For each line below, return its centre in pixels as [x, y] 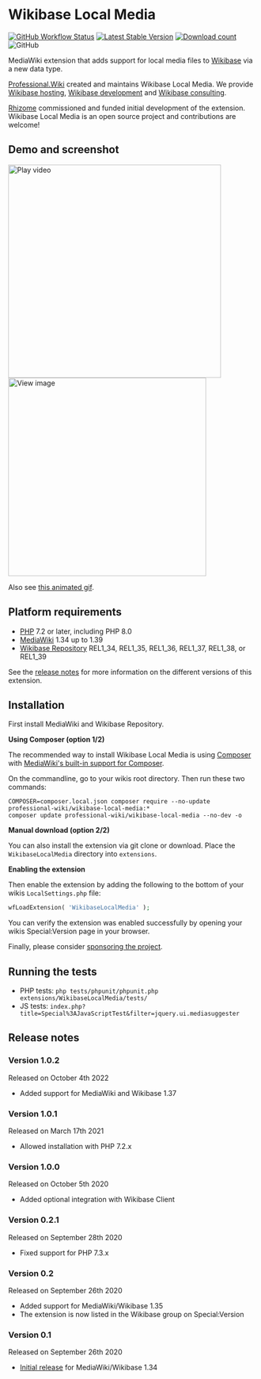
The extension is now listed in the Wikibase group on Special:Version [132, 1314]
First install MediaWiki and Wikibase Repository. [86, 724]
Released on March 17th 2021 [56, 1131]
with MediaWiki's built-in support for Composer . [86, 764]
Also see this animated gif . [51, 587]
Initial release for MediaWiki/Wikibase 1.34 [89, 1368]
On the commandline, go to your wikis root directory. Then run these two [127, 779]
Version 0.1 [30, 1335]
